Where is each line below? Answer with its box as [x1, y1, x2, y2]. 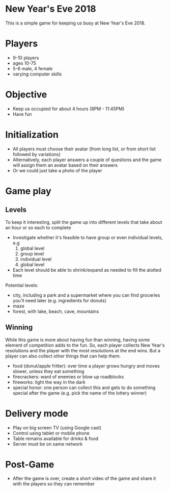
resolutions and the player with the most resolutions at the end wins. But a [5, 347, 161, 353]
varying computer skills [12, 71, 62, 77]
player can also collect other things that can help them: [5, 353, 121, 359]
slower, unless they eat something [12, 368, 84, 374]
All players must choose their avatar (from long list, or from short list [12, 146, 156, 152]
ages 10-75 [12, 60, 37, 66]
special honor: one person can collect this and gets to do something [12, 384, 156, 391]
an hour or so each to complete [5, 224, 71, 230]
